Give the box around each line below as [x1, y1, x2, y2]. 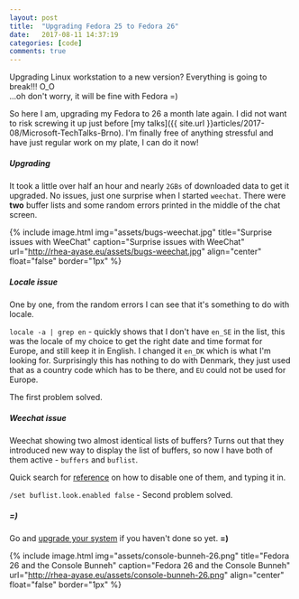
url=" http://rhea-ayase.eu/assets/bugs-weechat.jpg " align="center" [9, 246, 262, 257]
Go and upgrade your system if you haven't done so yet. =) [9, 533, 230, 543]
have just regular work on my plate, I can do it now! [9, 137, 199, 148]
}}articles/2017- [206, 118, 266, 129]
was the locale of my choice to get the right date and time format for [9, 336, 263, 347]
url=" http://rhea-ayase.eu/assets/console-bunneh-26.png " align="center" [9, 570, 285, 580]
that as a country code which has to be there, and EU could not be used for [9, 365, 286, 376]
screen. [9, 210, 38, 220]
